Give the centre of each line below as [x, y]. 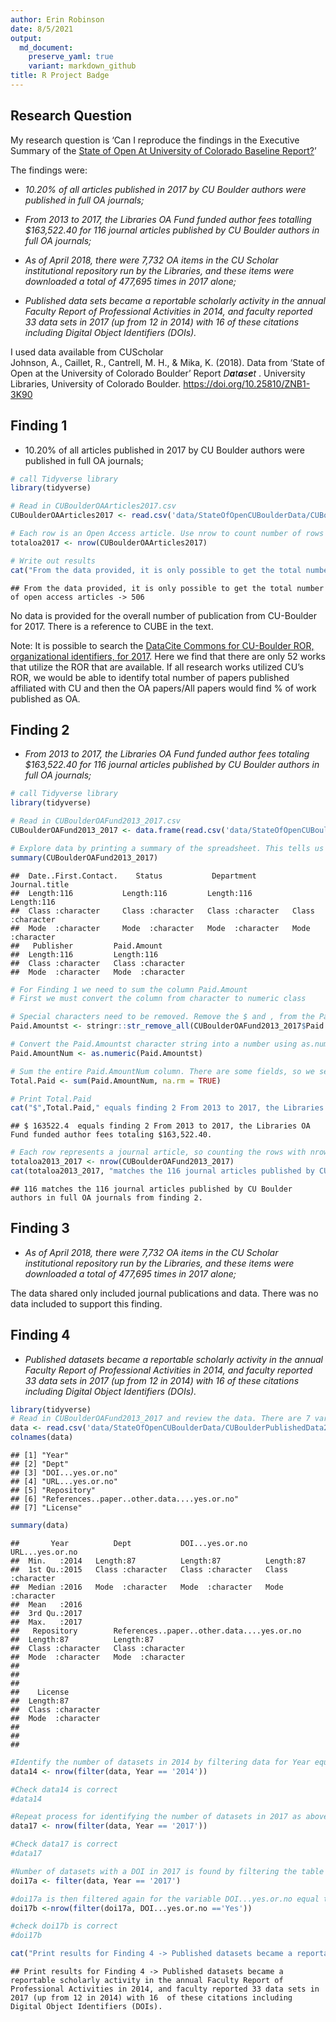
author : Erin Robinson [57, 19]
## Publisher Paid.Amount [86, 946]
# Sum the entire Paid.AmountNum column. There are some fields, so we [162, 1071]
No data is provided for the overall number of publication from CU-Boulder [163, 615]
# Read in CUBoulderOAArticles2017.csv [93, 506]
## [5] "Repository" [53, 1491]
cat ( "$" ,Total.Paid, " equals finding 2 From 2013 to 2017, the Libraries [167, 1108]
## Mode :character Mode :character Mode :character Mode [160, 928]
